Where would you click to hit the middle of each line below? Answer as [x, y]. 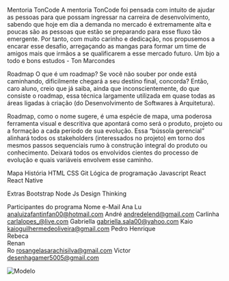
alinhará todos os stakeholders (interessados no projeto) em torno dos [106, 138]
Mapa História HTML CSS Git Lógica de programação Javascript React [107, 173]
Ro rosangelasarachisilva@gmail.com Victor [69, 250]
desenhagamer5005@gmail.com [53, 258]
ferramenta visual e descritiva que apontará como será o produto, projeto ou [115, 123]
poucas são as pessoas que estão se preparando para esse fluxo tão [104, 31]
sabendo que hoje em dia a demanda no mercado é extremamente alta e [109, 24]
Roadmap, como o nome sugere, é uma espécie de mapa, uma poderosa [109, 116]
